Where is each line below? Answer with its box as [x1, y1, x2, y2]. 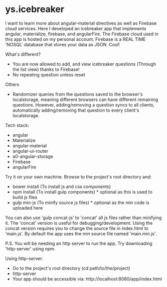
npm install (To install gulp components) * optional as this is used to [12, 188, 153, 195]
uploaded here [12, 205, 43, 211]
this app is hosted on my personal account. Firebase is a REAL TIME [5, 36, 146, 42]
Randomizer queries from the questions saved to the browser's [12, 91, 143, 97]
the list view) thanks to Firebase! [12, 66, 80, 72]
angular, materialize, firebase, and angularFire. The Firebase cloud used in [5, 31, 159, 37]
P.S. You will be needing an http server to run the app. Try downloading [5, 240, 153, 246]
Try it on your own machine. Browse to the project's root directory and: [5, 173, 152, 179]
